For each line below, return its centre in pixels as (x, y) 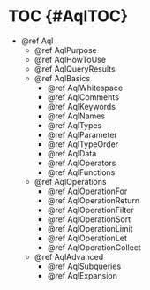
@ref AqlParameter (82, 134)
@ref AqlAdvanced (69, 256)
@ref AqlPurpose (66, 50)
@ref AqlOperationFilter (90, 210)
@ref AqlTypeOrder (83, 144)
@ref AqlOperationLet (87, 238)
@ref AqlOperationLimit (90, 228)
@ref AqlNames (76, 116)
